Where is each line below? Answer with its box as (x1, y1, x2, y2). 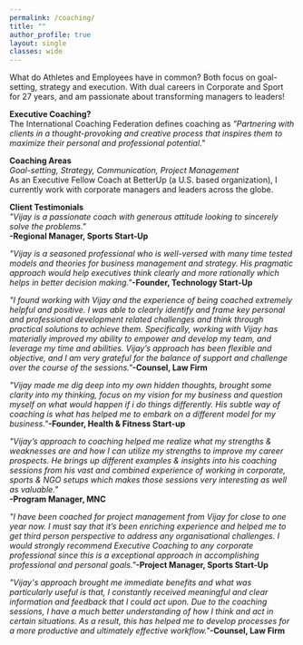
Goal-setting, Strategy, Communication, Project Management (9, 165, 239, 176)
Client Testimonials (9, 201, 84, 213)
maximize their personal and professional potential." (9, 138, 206, 149)
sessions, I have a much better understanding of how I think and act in (9, 606, 274, 617)
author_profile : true (9, 30, 92, 39)
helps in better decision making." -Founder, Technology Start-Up (9, 278, 253, 288)
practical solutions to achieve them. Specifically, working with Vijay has (9, 324, 279, 335)
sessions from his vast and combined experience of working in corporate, (9, 464, 286, 476)
